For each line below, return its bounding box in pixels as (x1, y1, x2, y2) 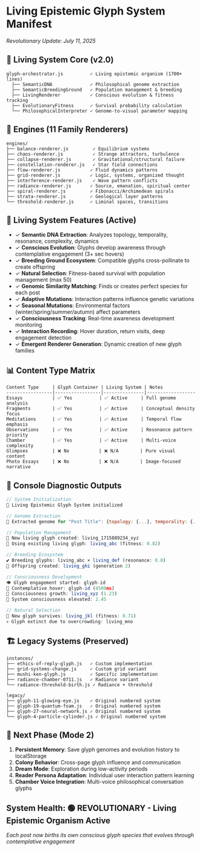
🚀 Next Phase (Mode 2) (6, 730, 95, 740)
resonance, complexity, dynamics (14, 237, 99, 245)
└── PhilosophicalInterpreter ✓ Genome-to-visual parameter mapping (11, 108, 188, 114)
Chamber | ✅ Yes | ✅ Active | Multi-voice (6, 437, 176, 443)
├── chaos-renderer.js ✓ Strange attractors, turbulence (6, 151, 180, 157)
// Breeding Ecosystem (6, 552, 63, 558)
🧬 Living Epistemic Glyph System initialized (6, 502, 123, 508)
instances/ (6, 655, 34, 661)
